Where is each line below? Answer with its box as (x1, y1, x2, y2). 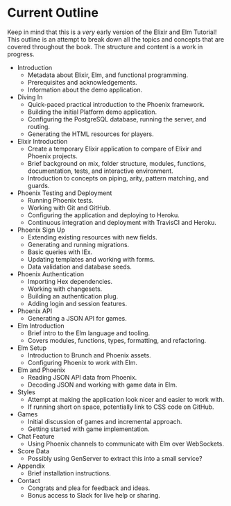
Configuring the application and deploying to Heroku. (27, 210, 180, 219)
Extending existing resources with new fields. (27, 233, 157, 241)
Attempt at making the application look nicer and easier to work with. (27, 395, 225, 403)
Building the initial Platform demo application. (27, 108, 157, 116)
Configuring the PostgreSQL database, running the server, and (27, 115, 207, 123)
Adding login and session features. (27, 299, 127, 307)
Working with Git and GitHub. (27, 203, 111, 212)
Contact (17, 476, 40, 484)
